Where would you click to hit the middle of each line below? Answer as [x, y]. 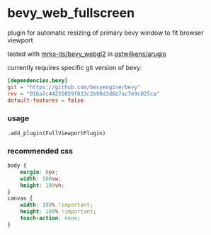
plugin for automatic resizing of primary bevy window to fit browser [105, 33]
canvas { [20, 199]
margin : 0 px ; [39, 172]
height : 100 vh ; [42, 185]
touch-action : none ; [50, 218]
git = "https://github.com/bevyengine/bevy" [74, 87]
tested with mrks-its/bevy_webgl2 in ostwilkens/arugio [87, 54]
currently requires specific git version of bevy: [75, 67]
